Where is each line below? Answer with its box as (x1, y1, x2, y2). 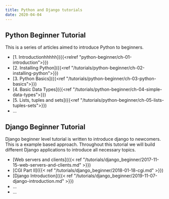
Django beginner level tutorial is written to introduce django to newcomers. (5, 136, 161, 142)
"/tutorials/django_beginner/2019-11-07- (73, 173, 158, 179)
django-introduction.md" (12, 178, 64, 184)
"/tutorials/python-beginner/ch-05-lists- (80, 97, 164, 103)
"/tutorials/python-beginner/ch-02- (71, 65, 145, 71)
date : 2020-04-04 (5, 12, 42, 17)
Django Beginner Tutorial (5, 123, 86, 131)
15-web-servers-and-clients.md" (12, 162, 82, 168)
